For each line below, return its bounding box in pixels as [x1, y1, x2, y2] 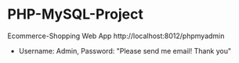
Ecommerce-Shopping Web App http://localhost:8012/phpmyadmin [7, 31, 225, 40]
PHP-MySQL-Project [7, 5, 144, 23]
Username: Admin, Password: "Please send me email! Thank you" [18, 46, 232, 55]
